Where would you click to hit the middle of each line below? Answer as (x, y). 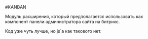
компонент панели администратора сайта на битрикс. (62, 22)
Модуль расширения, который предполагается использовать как (74, 16)
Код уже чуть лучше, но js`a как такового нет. (53, 31)
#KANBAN (16, 7)
